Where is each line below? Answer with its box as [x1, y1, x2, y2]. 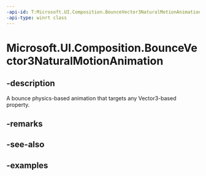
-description [6, 78, 55, 89]
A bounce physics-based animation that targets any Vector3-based [6, 94, 177, 101]
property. [6, 101, 30, 108]
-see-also [6, 139, 45, 150]
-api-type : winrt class [6, 15, 67, 21]
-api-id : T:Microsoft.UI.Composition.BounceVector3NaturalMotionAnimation [6, 9, 202, 15]
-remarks [6, 119, 43, 129]
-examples [6, 160, 48, 170]
